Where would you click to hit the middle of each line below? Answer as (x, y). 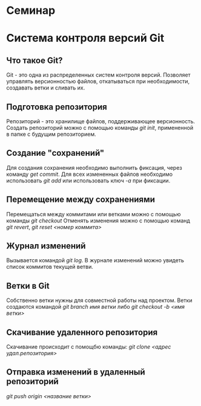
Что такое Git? (35, 60)
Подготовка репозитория (57, 107)
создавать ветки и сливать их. (46, 88)
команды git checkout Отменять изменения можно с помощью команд (98, 221)
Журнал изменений (46, 246)
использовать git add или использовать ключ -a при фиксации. (88, 180)
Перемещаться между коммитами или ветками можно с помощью (94, 214)
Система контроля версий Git (85, 38)
